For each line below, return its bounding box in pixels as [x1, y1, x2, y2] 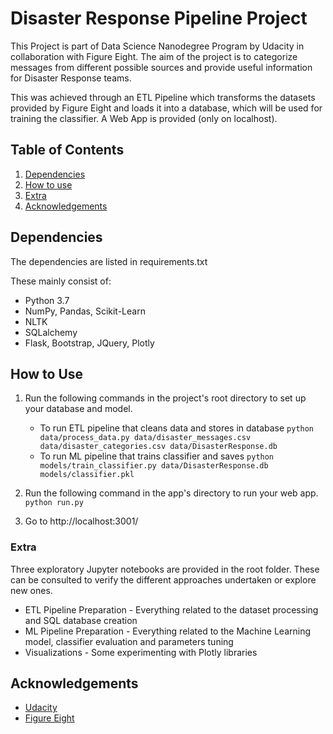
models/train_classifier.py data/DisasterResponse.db [39, 461, 269, 471]
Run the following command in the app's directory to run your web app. [24, 487, 319, 499]
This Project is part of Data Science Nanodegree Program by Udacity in [10, 40, 305, 52]
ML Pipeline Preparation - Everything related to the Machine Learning [24, 625, 312, 637]
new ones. [10, 584, 53, 596]
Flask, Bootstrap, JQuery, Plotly [24, 337, 155, 349]
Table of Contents [10, 142, 125, 159]
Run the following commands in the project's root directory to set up [24, 392, 307, 404]
